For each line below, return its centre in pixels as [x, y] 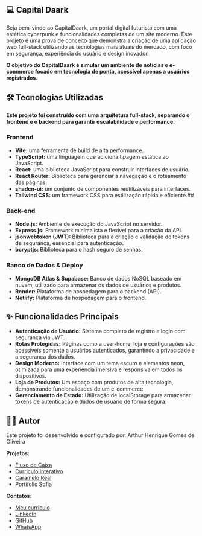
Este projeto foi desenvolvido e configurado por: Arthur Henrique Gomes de [100, 435]
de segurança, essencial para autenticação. [69, 243]
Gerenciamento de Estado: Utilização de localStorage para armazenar [103, 395]
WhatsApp [28, 527]
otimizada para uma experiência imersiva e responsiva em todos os [99, 369]
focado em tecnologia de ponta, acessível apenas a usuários [112, 71]
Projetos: [18, 453]
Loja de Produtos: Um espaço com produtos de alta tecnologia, [94, 383]
